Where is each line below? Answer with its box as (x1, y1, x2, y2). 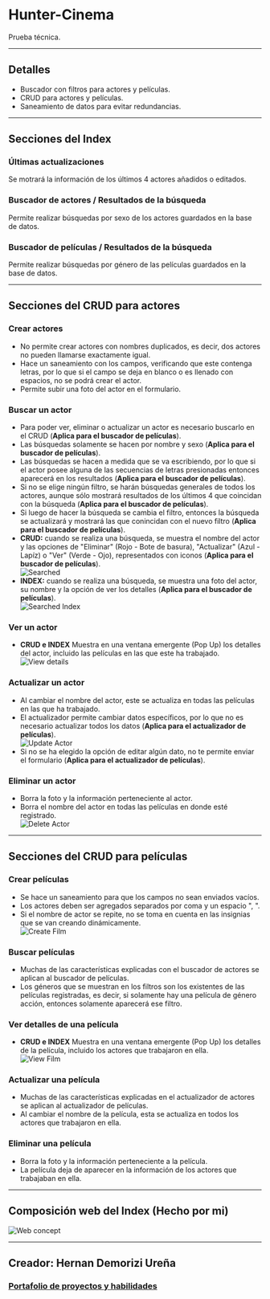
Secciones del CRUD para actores (8, 299, 181, 312)
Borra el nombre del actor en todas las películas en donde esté (19, 802, 228, 811)
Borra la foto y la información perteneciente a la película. (19, 1156, 208, 1166)
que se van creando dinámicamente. (19, 917, 141, 927)
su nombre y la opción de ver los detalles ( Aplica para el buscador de (19, 585, 253, 594)
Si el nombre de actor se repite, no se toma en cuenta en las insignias (19, 909, 251, 919)
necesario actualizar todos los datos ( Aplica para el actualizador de (19, 721, 247, 730)
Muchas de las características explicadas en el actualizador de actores (19, 1093, 256, 1102)
